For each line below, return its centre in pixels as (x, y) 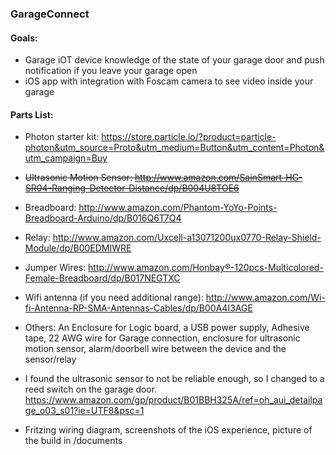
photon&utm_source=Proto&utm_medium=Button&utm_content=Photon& (174, 148)
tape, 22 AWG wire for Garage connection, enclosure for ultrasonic (162, 338)
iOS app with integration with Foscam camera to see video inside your (169, 81)
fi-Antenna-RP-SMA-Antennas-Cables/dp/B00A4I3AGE (138, 308)
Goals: (24, 38)
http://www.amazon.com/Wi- (265, 298)
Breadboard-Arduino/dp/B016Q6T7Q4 (103, 218)
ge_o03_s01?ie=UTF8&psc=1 (84, 411)
